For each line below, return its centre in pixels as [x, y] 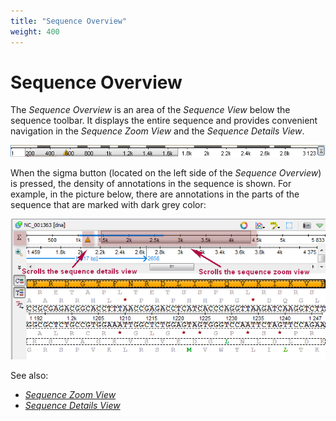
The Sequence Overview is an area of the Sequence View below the [150, 110]
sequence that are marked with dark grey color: [108, 204]
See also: [29, 376]
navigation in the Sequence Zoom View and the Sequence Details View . [157, 131]
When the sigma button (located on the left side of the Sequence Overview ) [166, 172]
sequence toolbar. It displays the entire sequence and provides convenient [164, 121]
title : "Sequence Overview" [69, 21]
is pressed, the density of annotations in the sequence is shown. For [151, 183]
